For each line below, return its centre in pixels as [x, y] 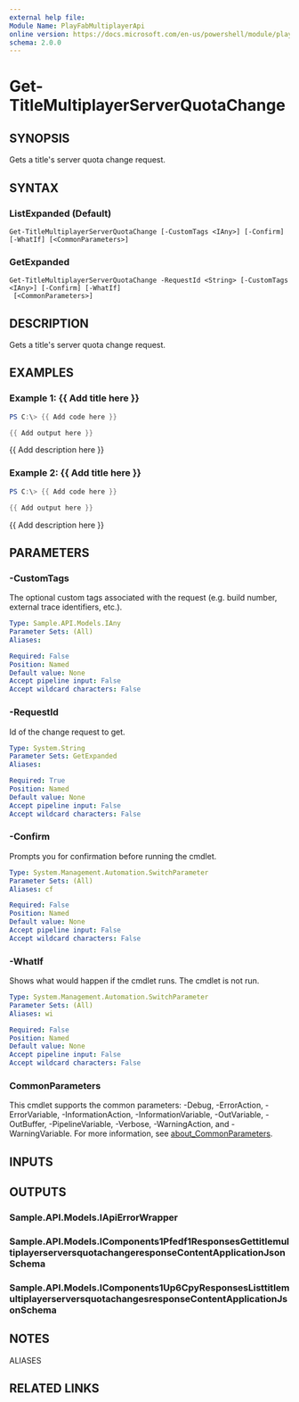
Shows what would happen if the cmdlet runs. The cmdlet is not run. [134, 981]
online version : [39, 34]
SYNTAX [34, 188]
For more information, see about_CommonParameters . [174, 1133]
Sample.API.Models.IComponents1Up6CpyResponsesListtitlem [149, 1288]
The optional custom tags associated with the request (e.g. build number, [143, 598]
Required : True [37, 781]
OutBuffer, [28, 1124]
